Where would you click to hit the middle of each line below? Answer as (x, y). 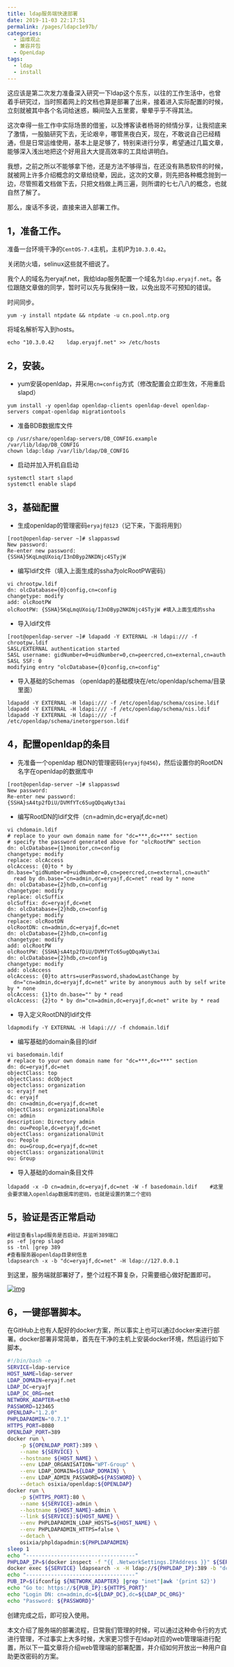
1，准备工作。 (37, 231)
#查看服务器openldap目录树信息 (47, 1255)
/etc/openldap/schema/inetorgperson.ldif (68, 721)
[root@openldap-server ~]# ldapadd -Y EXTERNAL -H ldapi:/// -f (102, 636)
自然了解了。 (25, 192)
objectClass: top (32, 1073)
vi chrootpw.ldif (32, 584)
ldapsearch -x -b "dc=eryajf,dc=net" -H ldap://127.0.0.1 (93, 1261)
